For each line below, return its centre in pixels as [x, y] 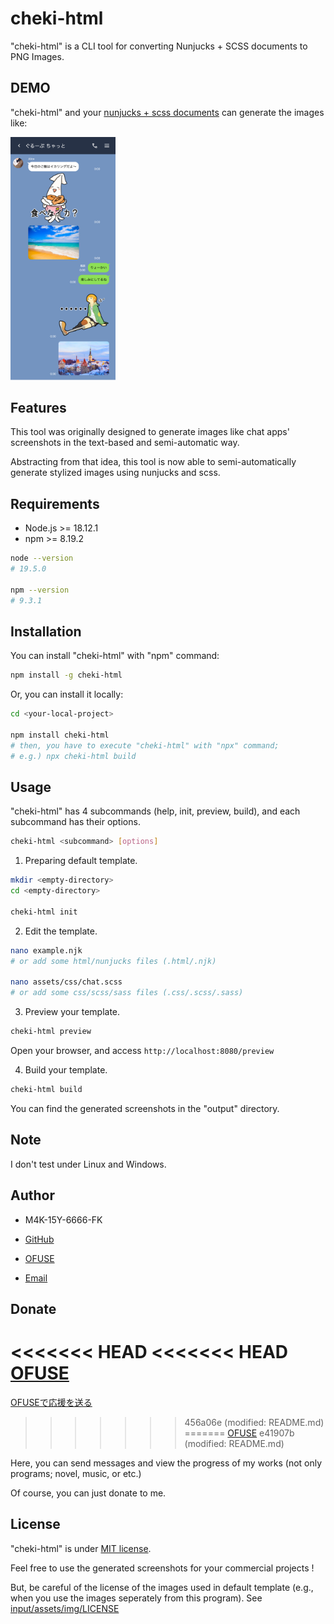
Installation [46, 631]
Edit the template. [61, 931]
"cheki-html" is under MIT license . [81, 1548]
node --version [42, 558]
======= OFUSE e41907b [239, 1433]
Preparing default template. [81, 861]
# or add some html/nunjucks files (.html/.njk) [113, 961]
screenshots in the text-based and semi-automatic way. [125, 443]
